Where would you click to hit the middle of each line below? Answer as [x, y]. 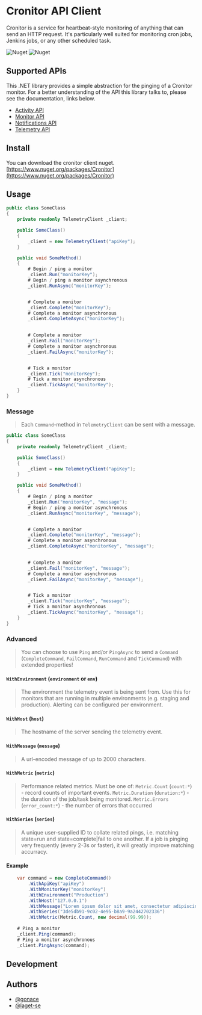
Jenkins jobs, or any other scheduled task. [59, 40]
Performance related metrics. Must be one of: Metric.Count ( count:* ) [106, 786]
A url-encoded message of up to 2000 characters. [83, 759]
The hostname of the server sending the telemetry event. [92, 732]
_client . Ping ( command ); [47, 934]
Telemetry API [32, 129]
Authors [22, 985]
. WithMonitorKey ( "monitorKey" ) [67, 889]
